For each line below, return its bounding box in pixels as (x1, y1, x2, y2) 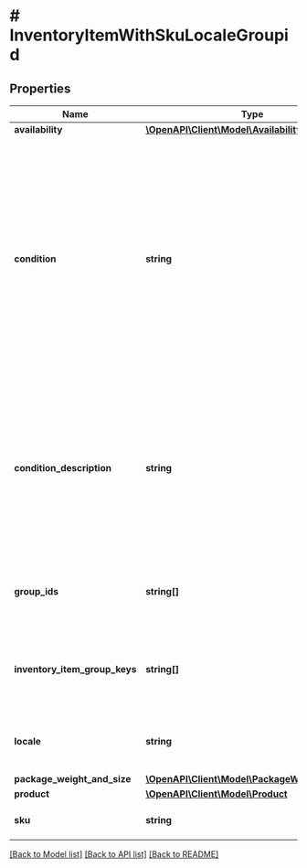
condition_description (14, 462, 112, 474)
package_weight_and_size (14, 773, 132, 785)
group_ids (14, 585, 59, 597)
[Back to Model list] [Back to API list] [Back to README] (9, 849, 219, 860)
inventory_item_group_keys (14, 663, 137, 675)
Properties (9, 80, 71, 96)
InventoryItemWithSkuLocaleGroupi (9, 25, 290, 46)
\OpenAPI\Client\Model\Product (145, 788, 288, 800)
